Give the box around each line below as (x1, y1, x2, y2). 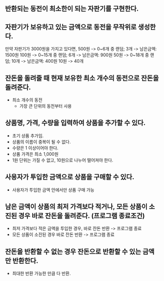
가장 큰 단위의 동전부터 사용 (19, 103, 72, 109)
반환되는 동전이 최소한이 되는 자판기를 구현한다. (5, 4, 139, 13)
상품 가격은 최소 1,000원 (12, 151, 59, 157)
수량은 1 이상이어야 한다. (12, 145, 59, 151)
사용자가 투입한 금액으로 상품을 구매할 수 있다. (5, 173, 135, 181)
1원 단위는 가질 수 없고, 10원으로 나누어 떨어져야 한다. (12, 157, 114, 163)
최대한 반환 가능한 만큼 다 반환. (12, 271, 71, 277)
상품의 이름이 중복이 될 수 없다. (12, 139, 71, 144)
